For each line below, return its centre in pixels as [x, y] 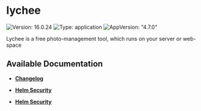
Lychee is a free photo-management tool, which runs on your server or [94, 38]
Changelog [29, 78]
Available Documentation [55, 64]
